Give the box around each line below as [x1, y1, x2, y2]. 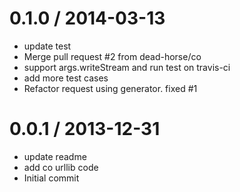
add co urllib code [23, 161, 99, 173]
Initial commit [23, 172, 80, 184]
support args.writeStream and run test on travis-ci [23, 61, 231, 73]
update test [23, 40, 72, 52]
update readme [23, 150, 87, 162]
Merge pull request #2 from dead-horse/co [23, 50, 202, 62]
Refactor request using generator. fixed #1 [23, 82, 198, 94]
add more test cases [23, 72, 109, 84]
